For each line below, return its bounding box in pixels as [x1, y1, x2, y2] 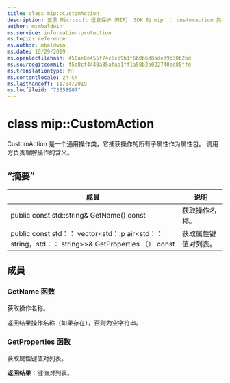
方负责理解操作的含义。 [7, 148, 73, 156]
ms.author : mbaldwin [7, 42, 66, 49]
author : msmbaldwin [7, 23, 63, 30]
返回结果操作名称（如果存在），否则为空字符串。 [7, 318, 142, 327]
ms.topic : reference [7, 36, 66, 43]
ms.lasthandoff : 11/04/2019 [7, 80, 88, 87]
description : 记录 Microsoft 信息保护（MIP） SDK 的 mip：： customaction [7, 16, 214, 23]
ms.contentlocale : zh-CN [7, 73, 78, 81]
